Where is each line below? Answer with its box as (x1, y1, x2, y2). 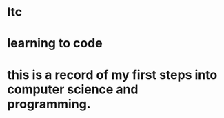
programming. (7, 96, 91, 112)
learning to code (7, 36, 103, 51)
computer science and (7, 82, 139, 97)
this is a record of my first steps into (7, 67, 218, 82)
